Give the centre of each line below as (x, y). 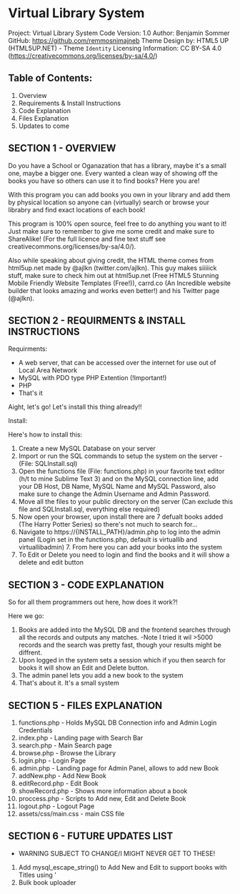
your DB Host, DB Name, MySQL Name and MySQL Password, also (117, 487)
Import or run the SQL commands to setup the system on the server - (120, 456)
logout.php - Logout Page (56, 806)
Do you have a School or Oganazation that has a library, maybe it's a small (117, 165)
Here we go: (26, 616)
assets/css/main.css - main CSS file (71, 814)
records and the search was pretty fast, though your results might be (120, 645)
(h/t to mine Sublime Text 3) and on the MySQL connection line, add (118, 479)
